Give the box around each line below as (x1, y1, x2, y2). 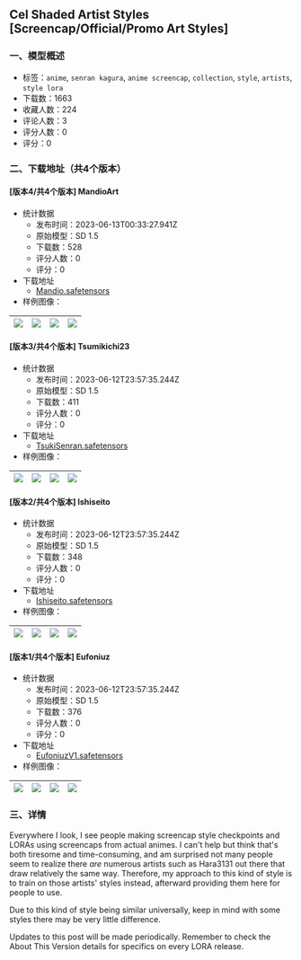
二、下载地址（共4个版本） (9, 162, 127, 174)
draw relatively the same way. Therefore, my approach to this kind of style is (9, 868, 293, 878)
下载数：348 (35, 551, 83, 562)
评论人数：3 (22, 115, 67, 126)
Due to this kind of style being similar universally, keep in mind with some (9, 904, 281, 915)
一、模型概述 (9, 49, 66, 62)
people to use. (9, 886, 63, 897)
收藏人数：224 (22, 103, 77, 115)
